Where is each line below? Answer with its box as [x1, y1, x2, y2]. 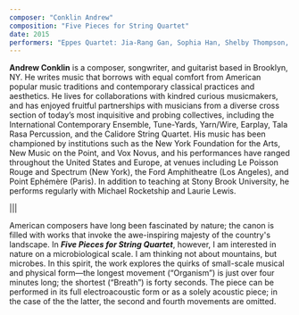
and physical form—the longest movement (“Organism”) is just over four [9, 268, 275, 278]
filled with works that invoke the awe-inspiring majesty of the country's [9, 229, 270, 241]
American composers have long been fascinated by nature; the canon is [9, 220, 275, 231]
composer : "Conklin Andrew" [9, 12, 114, 22]
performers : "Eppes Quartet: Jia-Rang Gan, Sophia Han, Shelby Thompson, [9, 37, 290, 47]
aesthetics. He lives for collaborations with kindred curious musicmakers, [9, 91, 278, 102]
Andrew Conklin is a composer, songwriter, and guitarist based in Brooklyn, [9, 62, 288, 73]
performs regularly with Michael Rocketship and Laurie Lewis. [9, 186, 237, 196]
